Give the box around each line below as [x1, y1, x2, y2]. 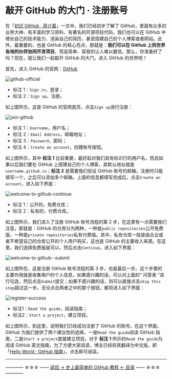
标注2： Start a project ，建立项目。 [12, 312, 91, 318]
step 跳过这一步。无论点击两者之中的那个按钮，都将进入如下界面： [5, 285, 145, 291]
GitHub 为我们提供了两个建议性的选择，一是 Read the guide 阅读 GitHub [5, 329, 155, 335]
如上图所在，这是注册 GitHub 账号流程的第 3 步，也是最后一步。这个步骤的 [5, 265, 163, 271]
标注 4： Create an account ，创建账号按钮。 [12, 144, 106, 150]
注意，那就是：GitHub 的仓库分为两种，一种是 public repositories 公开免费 [5, 225, 164, 231]
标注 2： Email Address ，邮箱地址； [12, 131, 88, 137]
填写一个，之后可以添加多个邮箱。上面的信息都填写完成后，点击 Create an [5, 174, 161, 180]
